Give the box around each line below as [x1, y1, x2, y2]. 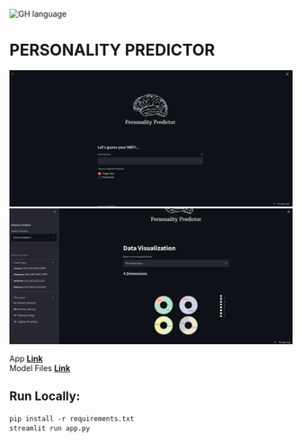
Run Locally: [9, 389, 81, 404]
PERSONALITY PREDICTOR [9, 40, 216, 60]
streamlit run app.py [9, 423, 91, 433]
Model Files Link [9, 362, 71, 373]
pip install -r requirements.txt [9, 414, 135, 423]
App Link [9, 353, 43, 364]
